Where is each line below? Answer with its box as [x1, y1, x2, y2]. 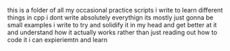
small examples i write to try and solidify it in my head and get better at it [7, 21, 217, 29]
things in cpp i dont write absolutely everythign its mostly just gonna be [7, 13, 214, 22]
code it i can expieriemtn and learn [7, 36, 108, 44]
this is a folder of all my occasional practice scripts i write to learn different [7, 6, 223, 14]
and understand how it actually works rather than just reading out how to [7, 28, 217, 36]
